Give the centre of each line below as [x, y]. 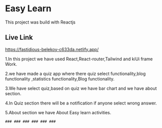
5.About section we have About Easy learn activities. [58, 112]
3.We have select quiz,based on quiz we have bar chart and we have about [81, 88]
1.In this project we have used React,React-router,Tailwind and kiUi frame [79, 59]
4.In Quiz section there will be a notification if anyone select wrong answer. [81, 103]
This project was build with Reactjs [40, 22]
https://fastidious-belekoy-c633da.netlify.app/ [52, 49]
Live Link [19, 38]
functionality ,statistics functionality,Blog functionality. [60, 78]
